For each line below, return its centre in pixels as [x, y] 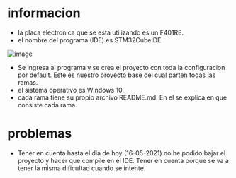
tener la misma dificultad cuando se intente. [82, 168]
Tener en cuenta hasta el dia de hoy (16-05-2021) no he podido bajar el [122, 153]
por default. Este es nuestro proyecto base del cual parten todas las [117, 75]
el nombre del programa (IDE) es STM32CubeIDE [89, 40]
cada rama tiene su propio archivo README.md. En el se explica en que [122, 97]
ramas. [28, 82]
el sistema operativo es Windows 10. [71, 90]
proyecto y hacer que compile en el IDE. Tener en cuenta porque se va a [123, 160]
